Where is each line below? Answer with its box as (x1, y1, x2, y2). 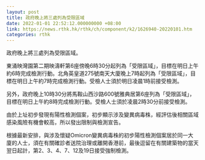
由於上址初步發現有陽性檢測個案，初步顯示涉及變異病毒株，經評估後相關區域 (6, 111, 199, 118)
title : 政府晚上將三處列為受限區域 (6, 15, 85, 21)
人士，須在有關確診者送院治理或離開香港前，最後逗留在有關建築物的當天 (16, 139, 199, 147)
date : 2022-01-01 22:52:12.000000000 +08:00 (6, 20, 121, 26)
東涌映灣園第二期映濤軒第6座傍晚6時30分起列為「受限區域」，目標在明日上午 (6, 62, 199, 70)
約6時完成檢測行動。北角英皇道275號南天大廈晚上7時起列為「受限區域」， (6, 70, 191, 77)
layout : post (6, 9, 40, 15)
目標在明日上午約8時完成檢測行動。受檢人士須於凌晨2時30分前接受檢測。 (6, 98, 191, 106)
